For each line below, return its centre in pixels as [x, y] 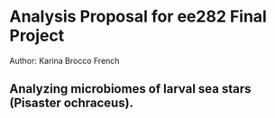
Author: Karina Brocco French [64, 60]
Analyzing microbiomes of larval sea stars [130, 89]
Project [37, 36]
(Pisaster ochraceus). [71, 103]
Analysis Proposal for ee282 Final [138, 17]
